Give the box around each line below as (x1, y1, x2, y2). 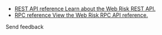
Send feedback (5, 24, 44, 30)
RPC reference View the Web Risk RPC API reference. (14, 11, 149, 19)
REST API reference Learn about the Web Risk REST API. (14, 5, 156, 12)
